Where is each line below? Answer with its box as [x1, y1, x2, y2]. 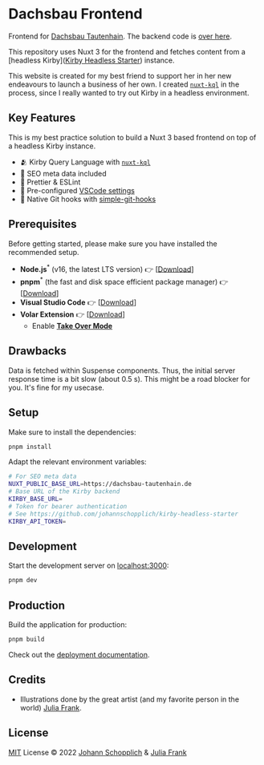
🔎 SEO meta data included [19, 168, 107, 178]
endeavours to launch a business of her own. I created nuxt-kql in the [8, 79, 240, 89]
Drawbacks [8, 344, 67, 358]
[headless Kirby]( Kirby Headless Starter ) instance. [8, 55, 175, 65]
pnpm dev [8, 577, 38, 585]
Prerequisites [8, 217, 77, 231]
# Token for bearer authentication [8, 502, 128, 510]
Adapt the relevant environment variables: [8, 457, 147, 467]
